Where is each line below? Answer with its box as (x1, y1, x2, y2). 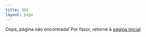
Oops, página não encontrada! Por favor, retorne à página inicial (5, 26, 141, 32)
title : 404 (5, 7, 29, 13)
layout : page (5, 12, 33, 17)
